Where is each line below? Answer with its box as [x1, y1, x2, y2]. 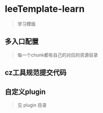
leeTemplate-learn [5, 3, 85, 15]
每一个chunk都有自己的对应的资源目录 [17, 52, 98, 58]
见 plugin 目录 [17, 102, 47, 108]
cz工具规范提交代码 [5, 68, 67, 77]
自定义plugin [5, 87, 46, 96]
